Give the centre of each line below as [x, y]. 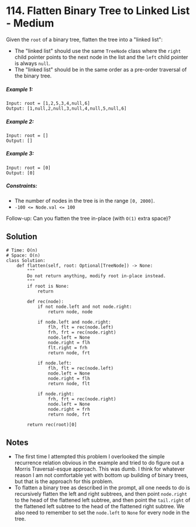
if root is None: [48, 286]
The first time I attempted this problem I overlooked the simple [90, 457]
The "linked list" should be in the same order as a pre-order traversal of [101, 69]
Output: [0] [20, 173]
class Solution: [26, 260]
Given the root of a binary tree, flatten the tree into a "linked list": [84, 39]
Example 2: [20, 121]
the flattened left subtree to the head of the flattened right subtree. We [99, 506]
